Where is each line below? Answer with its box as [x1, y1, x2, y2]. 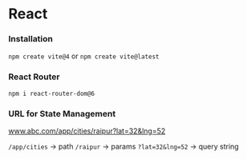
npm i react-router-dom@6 [8, 89, 95, 97]
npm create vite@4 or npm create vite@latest [8, 51, 160, 61]
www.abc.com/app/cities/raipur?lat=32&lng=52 [8, 126, 166, 136]
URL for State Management [8, 108, 116, 119]
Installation [8, 34, 54, 45]
